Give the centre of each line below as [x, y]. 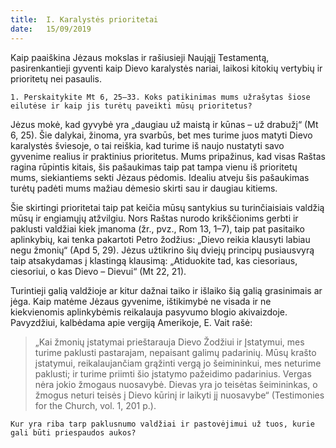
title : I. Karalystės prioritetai [84, 19]
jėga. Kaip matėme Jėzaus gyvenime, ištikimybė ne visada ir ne [141, 301]
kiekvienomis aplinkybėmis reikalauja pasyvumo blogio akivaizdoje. [149, 312]
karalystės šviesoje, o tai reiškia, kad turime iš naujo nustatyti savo [147, 145]
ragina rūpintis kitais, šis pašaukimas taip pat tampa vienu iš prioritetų [154, 167]
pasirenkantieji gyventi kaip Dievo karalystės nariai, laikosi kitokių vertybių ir [166, 68]
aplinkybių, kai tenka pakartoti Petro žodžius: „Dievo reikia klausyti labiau [160, 239]
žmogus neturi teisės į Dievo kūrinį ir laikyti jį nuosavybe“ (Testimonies [179, 395]
